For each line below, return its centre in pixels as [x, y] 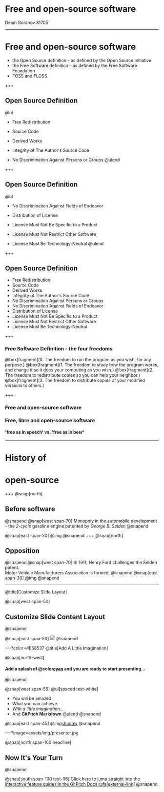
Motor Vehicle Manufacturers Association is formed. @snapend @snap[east [82, 573]
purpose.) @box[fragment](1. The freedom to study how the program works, [82, 365]
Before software [30, 509]
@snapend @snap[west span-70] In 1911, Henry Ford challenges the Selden [81, 563]
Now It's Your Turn [34, 758]
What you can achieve [34, 704]
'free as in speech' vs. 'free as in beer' [45, 432]
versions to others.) [25, 385]
